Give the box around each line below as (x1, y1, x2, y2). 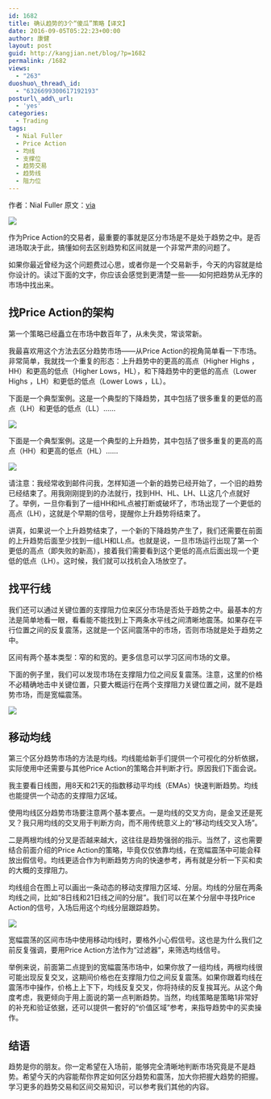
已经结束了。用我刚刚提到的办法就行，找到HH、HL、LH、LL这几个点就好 (8, 488, 251, 497)
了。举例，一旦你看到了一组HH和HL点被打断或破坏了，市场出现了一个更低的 (8, 498, 262, 508)
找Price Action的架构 (8, 306, 115, 320)
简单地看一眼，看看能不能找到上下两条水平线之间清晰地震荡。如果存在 (22, 615, 256, 624)
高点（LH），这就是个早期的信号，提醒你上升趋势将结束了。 (8, 508, 206, 518)
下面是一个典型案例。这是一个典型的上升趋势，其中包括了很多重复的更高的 (8, 435, 256, 445)
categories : (8, 110, 48, 118)
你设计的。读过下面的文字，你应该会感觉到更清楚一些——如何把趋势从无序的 (8, 270, 263, 279)
